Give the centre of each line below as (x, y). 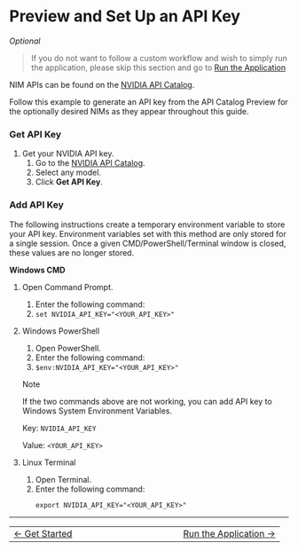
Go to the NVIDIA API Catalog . (90, 163)
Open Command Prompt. (67, 287)
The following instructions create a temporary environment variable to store (147, 224)
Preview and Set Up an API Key (125, 16)
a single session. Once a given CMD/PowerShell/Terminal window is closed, (148, 243)
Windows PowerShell (61, 331)
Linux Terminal (49, 462)
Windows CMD (37, 270)
